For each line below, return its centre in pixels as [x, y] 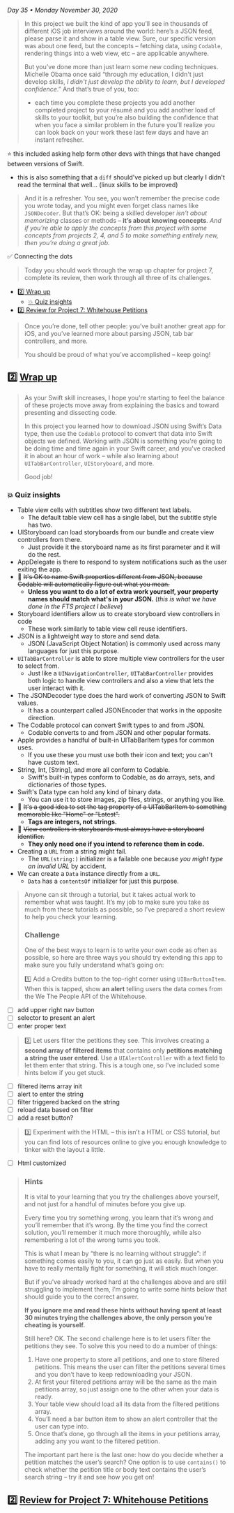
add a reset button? [45, 1118]
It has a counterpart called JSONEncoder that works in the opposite [125, 710]
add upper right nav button [56, 1010]
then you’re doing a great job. [67, 243]
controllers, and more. [56, 341]
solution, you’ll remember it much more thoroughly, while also [113, 1233]
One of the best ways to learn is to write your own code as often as [120, 950]
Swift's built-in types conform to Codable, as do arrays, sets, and [121, 777]
